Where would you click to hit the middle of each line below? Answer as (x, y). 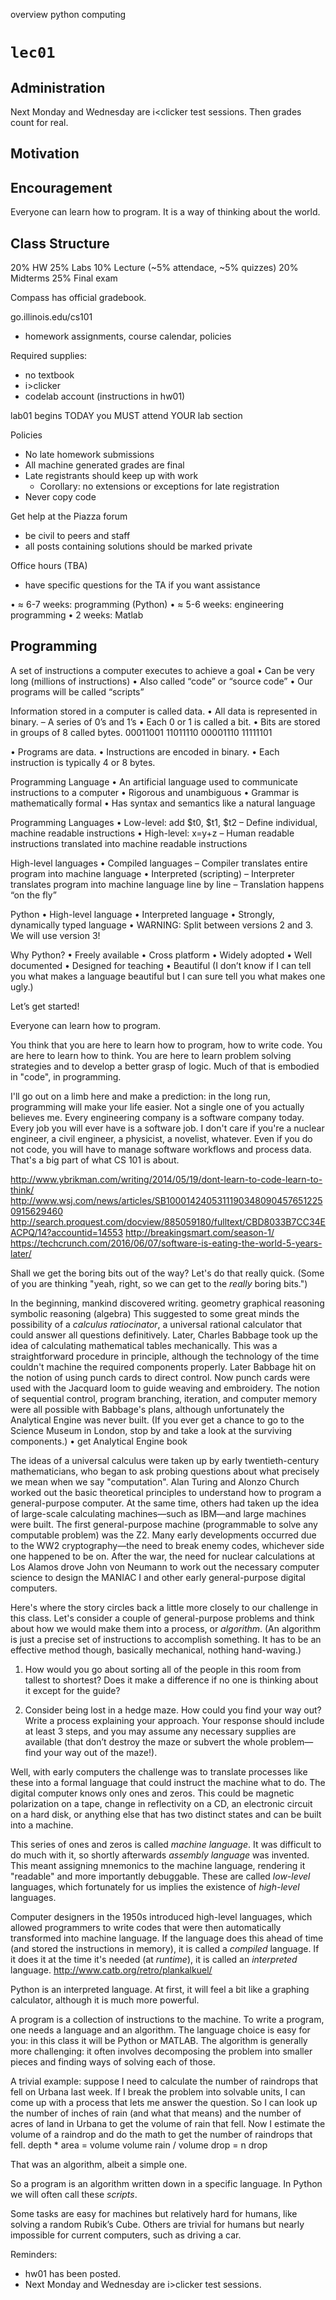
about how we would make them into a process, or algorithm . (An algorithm (166, 1628)
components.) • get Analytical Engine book (99, 1441)
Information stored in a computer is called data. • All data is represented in (164, 711)
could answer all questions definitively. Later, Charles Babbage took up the (164, 1335)
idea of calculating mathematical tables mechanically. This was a (144, 1345)
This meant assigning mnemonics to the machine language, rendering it (158, 1865)
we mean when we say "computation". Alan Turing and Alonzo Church (155, 1481)
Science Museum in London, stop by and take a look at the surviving (151, 1430)
